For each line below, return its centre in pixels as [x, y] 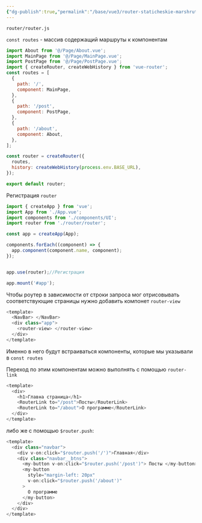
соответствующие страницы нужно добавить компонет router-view [93, 301]
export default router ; [36, 184]
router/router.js [28, 28]
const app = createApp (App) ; [43, 234]
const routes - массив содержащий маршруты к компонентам [87, 39]
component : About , [40, 134]
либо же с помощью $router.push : [50, 430]
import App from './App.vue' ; [44, 212]
